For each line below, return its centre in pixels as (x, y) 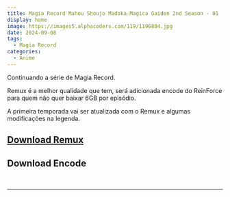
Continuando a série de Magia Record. (61, 77)
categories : (24, 52)
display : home (27, 20)
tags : (15, 39)
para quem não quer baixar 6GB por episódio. (72, 98)
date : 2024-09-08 (32, 32)
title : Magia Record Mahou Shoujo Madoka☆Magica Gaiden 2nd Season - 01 (113, 13)
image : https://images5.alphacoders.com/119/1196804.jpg (90, 26)
